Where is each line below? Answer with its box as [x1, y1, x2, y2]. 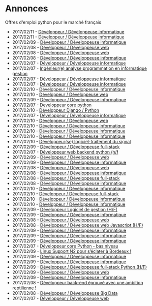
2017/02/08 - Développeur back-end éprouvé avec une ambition [12, 279, 144, 285]
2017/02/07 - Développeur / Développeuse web [12, 295, 109, 301]
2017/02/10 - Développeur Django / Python [12, 107, 99, 113]
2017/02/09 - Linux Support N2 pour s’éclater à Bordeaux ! [12, 248, 132, 254]
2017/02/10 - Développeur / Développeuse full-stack [12, 190, 119, 197]
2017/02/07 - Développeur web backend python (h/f [12, 149, 119, 155]
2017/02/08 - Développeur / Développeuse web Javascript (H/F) [12, 222, 144, 228]
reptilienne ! [12, 285, 37, 291]
